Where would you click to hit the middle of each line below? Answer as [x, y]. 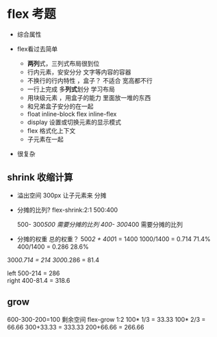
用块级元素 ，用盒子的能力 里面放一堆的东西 [89, 97]
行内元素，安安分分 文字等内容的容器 [79, 72]
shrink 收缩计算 [40, 178]
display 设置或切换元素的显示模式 [74, 122]
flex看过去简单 [37, 49]
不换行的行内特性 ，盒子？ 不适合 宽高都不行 [90, 80]
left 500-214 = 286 [34, 273]
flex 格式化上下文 [51, 130]
